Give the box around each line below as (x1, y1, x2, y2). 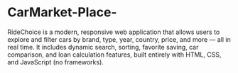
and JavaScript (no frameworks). (7, 57, 104, 66)
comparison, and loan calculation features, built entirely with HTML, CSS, (7, 50, 222, 59)
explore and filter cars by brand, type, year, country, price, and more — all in (7, 35, 231, 43)
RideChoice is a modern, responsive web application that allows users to (7, 28, 220, 36)
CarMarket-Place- (7, 4, 117, 21)
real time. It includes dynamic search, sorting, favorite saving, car (7, 43, 199, 51)
